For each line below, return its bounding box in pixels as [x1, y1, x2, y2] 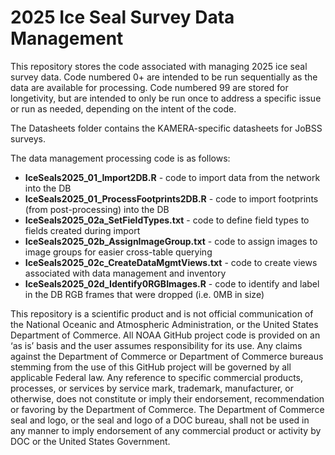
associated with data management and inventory [24, 267, 227, 279]
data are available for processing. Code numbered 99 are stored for [10, 81, 289, 93]
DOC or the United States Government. [10, 435, 171, 447]
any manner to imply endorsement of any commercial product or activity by [10, 424, 322, 436]
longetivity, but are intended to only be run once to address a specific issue [10, 92, 322, 104]
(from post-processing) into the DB [24, 203, 170, 215]
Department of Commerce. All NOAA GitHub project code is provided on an [10, 329, 321, 341]
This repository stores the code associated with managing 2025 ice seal [10, 60, 308, 72]
